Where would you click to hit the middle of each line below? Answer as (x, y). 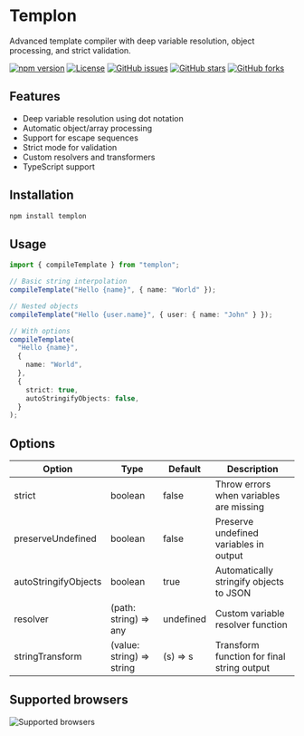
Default (185, 470)
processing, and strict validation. (70, 50)
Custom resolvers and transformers (89, 157)
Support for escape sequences (80, 138)
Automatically (244, 570)
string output (242, 668)
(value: (125, 645)
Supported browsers (69, 700)
